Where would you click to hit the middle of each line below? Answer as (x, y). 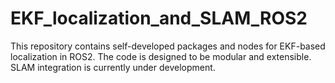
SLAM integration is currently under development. (113, 67)
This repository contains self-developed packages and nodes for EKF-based (168, 46)
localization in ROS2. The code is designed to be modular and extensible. (161, 56)
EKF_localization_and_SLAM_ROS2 (159, 18)
